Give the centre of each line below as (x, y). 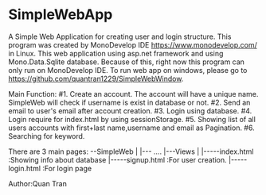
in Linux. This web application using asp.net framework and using (116, 53)
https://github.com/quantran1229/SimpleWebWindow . (96, 78)
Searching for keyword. (47, 136)
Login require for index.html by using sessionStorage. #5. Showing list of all (132, 119)
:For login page (67, 168)
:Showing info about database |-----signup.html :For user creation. (117, 159)
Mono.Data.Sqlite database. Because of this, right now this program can (127, 62)
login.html (25, 168)
